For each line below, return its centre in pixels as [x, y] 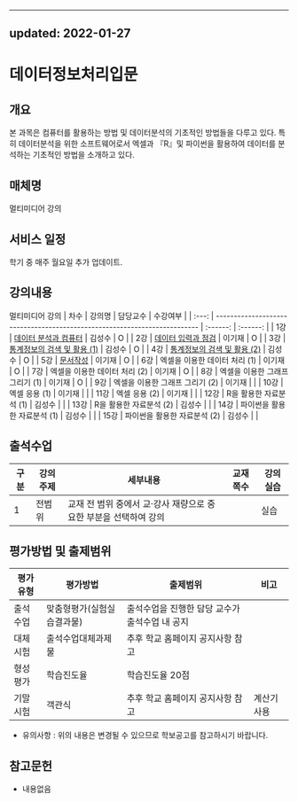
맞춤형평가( [69, 609]
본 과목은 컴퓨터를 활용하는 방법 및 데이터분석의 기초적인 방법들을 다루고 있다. [143, 133]
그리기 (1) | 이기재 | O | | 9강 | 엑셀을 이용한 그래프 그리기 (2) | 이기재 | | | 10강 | [146, 382]
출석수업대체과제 [79, 639]
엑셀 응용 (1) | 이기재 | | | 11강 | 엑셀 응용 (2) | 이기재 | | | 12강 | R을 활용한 [136, 393]
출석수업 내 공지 [157, 622]
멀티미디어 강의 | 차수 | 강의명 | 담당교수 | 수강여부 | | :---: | [112, 315]
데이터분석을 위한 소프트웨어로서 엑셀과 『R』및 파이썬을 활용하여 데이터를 [147, 144]
